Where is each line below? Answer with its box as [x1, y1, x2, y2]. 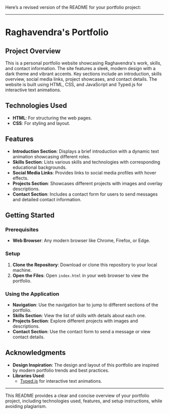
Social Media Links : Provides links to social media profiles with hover [12, 169, 156, 175]
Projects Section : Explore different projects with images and [12, 318, 138, 324]
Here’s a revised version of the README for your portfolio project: [5, 5, 141, 10]
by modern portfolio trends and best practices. [12, 367, 110, 373]
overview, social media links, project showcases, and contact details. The [5, 76, 157, 82]
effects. [12, 175, 29, 181]
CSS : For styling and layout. [12, 120, 70, 126]
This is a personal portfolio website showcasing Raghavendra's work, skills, [5, 60, 162, 66]
